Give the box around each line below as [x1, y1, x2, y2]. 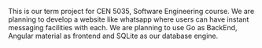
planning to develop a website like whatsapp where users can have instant [8, 15, 249, 24]
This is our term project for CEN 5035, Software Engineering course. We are [8, 7, 255, 15]
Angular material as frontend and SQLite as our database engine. [8, 31, 219, 40]
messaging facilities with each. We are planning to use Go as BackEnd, [8, 23, 238, 32]
